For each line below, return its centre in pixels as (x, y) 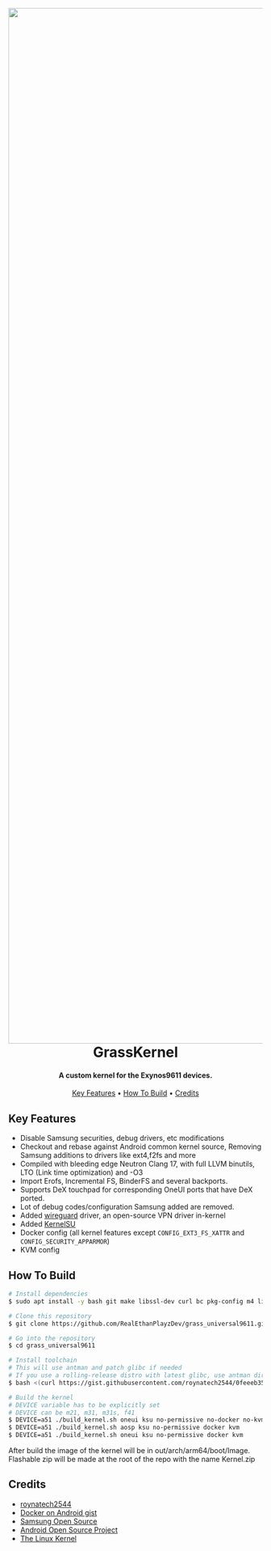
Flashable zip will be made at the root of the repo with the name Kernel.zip (132, 1460)
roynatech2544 (46, 1504)
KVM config (40, 1250)
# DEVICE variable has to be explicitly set (84, 1405)
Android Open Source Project (69, 1530)
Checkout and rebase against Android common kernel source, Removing (141, 1146)
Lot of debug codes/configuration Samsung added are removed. (127, 1207)
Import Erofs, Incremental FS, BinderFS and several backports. (124, 1181)
